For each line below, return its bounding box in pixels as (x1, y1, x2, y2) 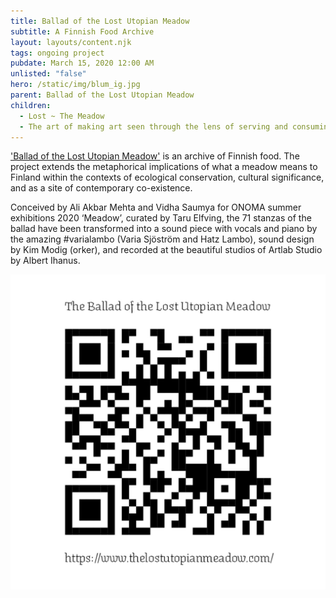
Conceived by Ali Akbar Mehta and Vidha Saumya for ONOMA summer (10, 201, 302, 214)
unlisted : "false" (10, 69, 87, 79)
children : (10, 100, 52, 110)
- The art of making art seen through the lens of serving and (19, 121, 288, 132)
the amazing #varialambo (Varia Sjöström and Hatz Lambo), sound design (10, 233, 315, 245)
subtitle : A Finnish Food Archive (10, 26, 155, 37)
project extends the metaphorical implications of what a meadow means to (10, 161, 318, 173)
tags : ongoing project (10, 48, 105, 58)
